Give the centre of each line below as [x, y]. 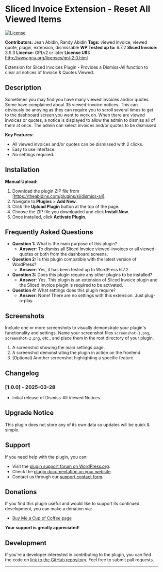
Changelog [22, 373]
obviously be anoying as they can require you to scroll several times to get [79, 110]
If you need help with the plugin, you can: [47, 457]
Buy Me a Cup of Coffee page [42, 518]
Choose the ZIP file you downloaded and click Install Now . [71, 212]
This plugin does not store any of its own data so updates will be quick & [77, 424]
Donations [21, 492]
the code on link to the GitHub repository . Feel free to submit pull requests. [80, 560]
